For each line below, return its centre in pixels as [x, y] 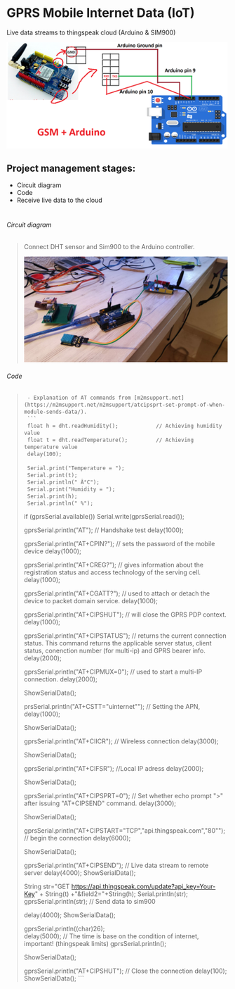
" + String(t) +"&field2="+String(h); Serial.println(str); [112, 894]
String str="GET [47, 887]
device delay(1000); [52, 551]
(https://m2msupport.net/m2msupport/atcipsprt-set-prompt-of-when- [124, 405]
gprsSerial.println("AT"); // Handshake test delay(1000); [103, 530]
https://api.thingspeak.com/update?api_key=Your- [143, 887]
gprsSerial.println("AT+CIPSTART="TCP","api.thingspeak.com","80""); [125, 831]
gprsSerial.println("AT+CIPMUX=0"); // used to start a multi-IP [113, 672]
